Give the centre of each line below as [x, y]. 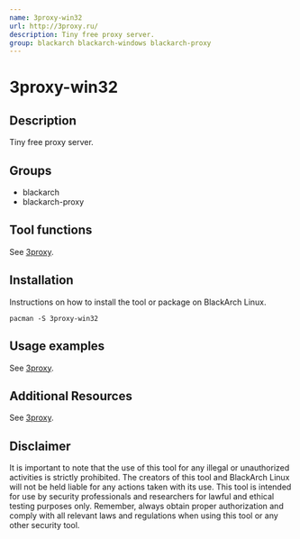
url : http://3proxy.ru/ [54, 26]
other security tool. [45, 525]
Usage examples [57, 347]
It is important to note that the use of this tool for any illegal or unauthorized [150, 468]
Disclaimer [40, 446]
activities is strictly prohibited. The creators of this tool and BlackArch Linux [150, 478]
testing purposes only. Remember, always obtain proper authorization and [146, 507]
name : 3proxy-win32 [46, 18]
